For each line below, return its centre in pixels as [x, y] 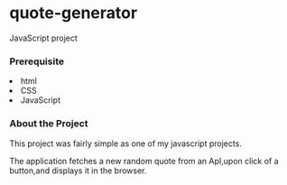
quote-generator [74, 13]
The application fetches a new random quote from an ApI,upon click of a [144, 161]
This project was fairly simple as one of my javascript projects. [125, 143]
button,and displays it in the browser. [78, 171]
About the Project [49, 124]
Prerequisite [37, 61]
